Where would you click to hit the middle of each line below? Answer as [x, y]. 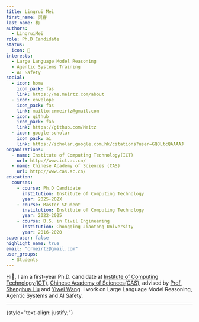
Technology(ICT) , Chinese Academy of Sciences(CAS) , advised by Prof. [94, 283]
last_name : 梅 [23, 23]
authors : [17, 28]
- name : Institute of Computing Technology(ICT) [73, 155]
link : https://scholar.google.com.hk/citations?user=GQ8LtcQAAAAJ [100, 144]
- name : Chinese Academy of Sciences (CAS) [66, 166]
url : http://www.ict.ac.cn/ [51, 161]
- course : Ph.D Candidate [49, 188]
